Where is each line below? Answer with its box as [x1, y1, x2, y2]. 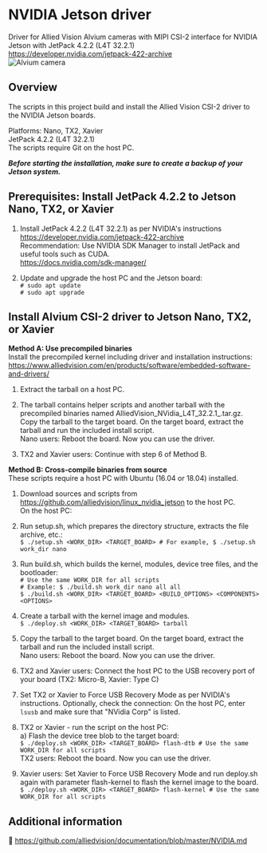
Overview [8, 81, 58, 94]
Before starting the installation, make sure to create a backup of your [8, 158, 243, 168]
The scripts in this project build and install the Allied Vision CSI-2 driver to [8, 101, 250, 111]
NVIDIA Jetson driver [8, 6, 151, 24]
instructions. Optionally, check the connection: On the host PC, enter [19, 699, 245, 708]
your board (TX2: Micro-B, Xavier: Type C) [19, 675, 159, 684]
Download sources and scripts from [19, 489, 138, 498]
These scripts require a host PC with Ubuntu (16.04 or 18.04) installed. [8, 474, 239, 483]
